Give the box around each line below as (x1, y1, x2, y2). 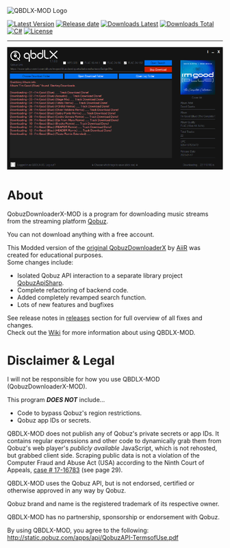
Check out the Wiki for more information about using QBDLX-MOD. (7, 329, 196, 337)
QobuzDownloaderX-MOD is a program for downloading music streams (7, 210, 209, 219)
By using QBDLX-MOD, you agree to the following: (7, 526, 149, 534)
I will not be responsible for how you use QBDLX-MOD (7, 375, 160, 384)
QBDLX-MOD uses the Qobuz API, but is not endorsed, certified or (7, 480, 195, 488)
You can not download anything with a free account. (7, 230, 155, 239)
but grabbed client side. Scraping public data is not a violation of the (7, 451, 200, 460)
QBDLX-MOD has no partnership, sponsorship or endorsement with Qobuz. (7, 513, 220, 521)
